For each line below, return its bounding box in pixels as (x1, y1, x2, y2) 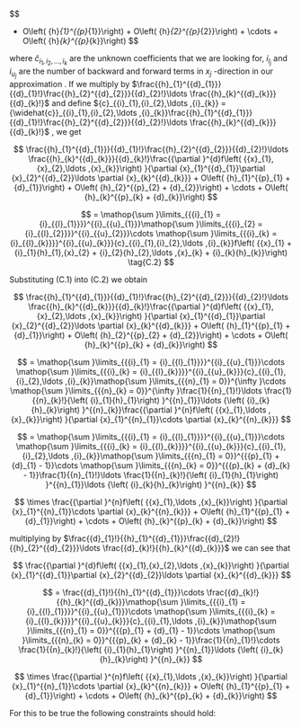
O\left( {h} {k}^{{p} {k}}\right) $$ (22, 36, 139, 46)
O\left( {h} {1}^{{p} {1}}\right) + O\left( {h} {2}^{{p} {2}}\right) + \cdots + (22, 26, 279, 36)
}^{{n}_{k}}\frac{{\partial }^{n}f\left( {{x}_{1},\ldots (82, 404, 267, 415)
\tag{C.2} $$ (127, 257, 175, 268)
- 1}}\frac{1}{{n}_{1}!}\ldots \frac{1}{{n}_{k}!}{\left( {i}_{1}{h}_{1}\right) (22, 470, 279, 481)
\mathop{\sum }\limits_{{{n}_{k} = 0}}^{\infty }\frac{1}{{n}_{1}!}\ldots (10, 386, 262, 396)
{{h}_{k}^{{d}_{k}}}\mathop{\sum (56, 597, 179, 607)
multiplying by (9, 533, 62, 544)
